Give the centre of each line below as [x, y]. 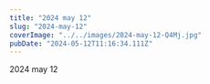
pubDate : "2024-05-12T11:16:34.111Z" [81, 43]
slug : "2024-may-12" [49, 26]
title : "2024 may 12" [51, 18]
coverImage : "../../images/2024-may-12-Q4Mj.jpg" [106, 35]
